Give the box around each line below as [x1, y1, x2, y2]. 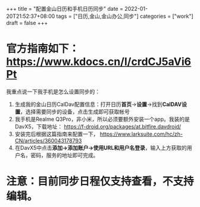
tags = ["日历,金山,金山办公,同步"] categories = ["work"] [56, 12, 193, 20]
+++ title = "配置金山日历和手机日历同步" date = [6, 5, 124, 12]
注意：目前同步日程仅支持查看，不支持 [6, 175, 195, 189]
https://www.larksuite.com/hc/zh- [99, 130, 183, 137]
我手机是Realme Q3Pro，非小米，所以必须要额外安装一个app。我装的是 [14, 115, 190, 123]
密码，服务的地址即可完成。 [30, 151, 99, 159]
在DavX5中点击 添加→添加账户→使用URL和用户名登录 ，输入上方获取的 [14, 144, 187, 151]
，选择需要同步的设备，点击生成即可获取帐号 [20, 108, 130, 115]
